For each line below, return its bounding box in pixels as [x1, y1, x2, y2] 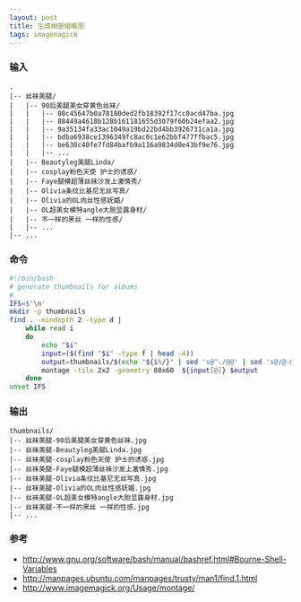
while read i [25, 324, 74, 333]
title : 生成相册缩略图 [9, 22, 85, 31]
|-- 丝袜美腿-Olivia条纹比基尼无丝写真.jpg [9, 474, 157, 483]
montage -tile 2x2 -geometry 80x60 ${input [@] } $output [41, 365, 258, 375]
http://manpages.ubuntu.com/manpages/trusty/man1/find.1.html [21, 572, 258, 583]
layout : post [9, 13, 58, 22]
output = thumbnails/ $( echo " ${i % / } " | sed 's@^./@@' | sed [41, 357, 262, 366]
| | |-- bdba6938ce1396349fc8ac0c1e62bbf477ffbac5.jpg [9, 132, 235, 142]
